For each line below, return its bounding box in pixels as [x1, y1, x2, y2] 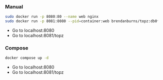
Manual [5, 3, 23, 10]
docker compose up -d [5, 55, 49, 61]
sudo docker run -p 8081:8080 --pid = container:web [5, 19, 110, 24]
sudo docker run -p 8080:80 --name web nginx [5, 14, 98, 19]
